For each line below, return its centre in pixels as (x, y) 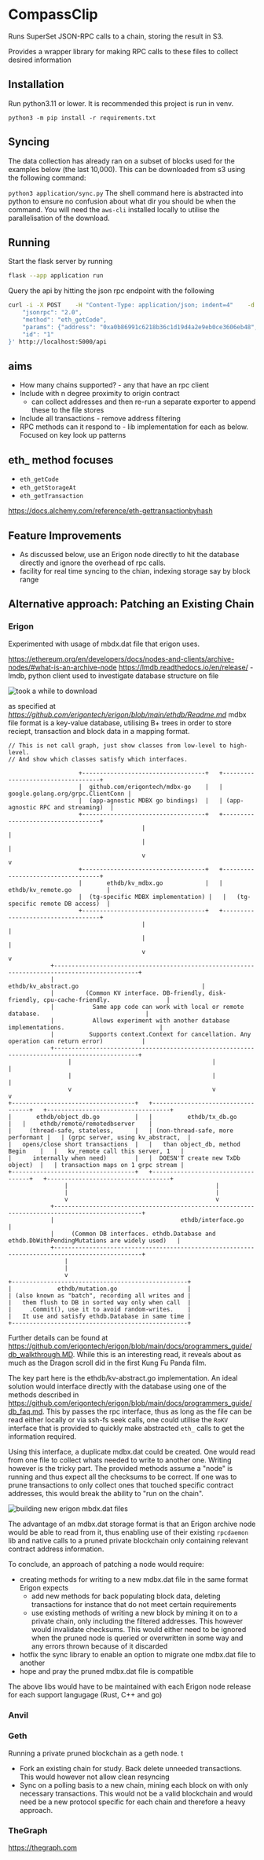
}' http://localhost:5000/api (58, 342)
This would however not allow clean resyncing (95, 1777)
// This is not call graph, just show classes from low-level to (117, 745)
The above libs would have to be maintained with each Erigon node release (130, 1686)
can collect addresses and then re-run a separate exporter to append (143, 402)
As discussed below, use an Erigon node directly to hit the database (129, 554)
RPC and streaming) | (77, 807)
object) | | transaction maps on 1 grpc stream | (96, 1165)
